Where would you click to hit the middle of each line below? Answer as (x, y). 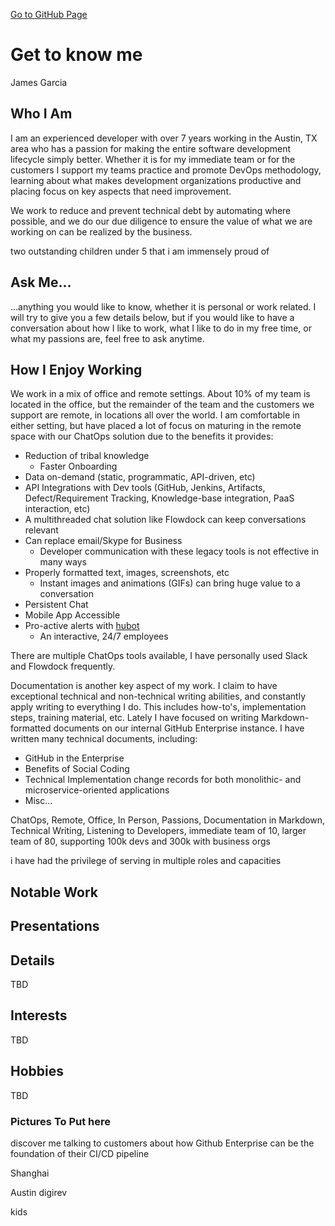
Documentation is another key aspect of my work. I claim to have (144, 686)
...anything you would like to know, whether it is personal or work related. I (163, 306)
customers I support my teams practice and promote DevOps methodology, (166, 170)
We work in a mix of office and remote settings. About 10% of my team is (160, 394)
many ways (63, 562)
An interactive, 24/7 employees (104, 636)
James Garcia (39, 82)
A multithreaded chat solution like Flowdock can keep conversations (165, 520)
